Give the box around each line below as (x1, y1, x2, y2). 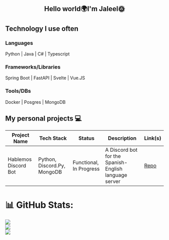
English (105, 165, 123, 172)
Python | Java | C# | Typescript (5, 51, 70, 57)
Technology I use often (5, 24, 79, 33)
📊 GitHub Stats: (5, 199, 74, 211)
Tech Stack (39, 135, 67, 142)
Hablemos (8, 156, 32, 163)
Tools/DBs (5, 88, 31, 95)
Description (108, 135, 137, 142)
